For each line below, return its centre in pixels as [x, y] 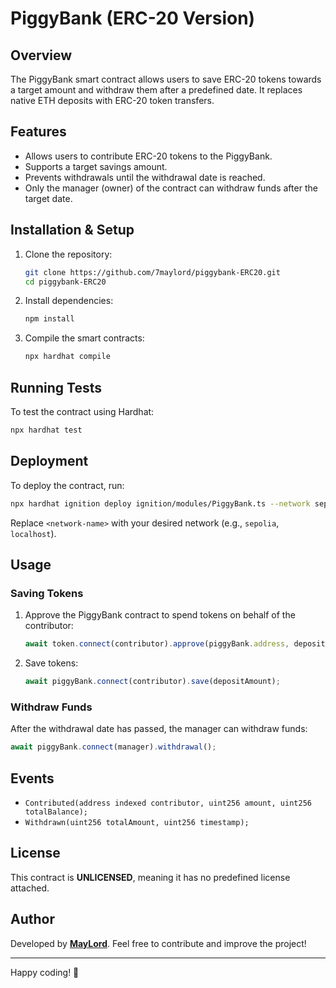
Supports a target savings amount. [96, 166]
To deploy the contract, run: [67, 485]
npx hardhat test [46, 430]
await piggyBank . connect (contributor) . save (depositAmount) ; [152, 682]
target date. [48, 198]
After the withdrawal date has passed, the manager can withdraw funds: [159, 729]
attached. [30, 888]
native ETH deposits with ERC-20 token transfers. [112, 100]
